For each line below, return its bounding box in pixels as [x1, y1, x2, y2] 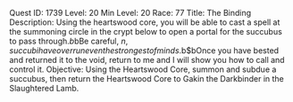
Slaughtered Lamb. [9, 83, 80, 93]
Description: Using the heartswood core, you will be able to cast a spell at [9, 17, 280, 27]
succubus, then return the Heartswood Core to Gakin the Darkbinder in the [9, 74, 284, 83]
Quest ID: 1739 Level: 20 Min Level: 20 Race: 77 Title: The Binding [9, 8, 252, 18]
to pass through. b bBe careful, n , [9, 35, 129, 46]
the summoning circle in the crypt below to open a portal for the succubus [9, 27, 283, 36]
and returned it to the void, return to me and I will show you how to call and [9, 55, 285, 65]
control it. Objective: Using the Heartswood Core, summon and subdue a [9, 64, 277, 75]
